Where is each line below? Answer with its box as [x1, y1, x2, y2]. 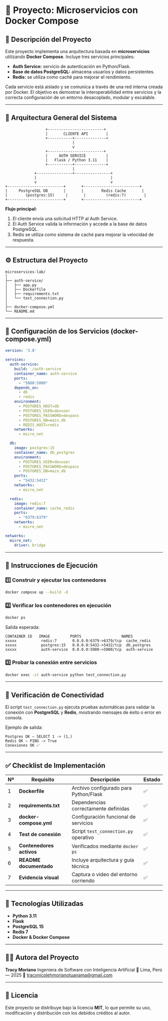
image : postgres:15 [14, 445, 55, 450]
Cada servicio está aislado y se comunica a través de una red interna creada [5, 84, 163, 90]
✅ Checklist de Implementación [5, 761, 106, 770]
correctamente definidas [71, 805, 130, 812]
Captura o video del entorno [71, 871, 137, 878]
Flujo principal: [5, 205, 37, 212]
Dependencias [71, 799, 106, 806]
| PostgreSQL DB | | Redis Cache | [5, 188, 144, 193]
